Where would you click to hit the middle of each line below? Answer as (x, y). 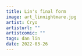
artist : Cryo (22, 22)
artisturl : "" (23, 28)
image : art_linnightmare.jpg (41, 17)
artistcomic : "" (26, 33)
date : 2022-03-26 (27, 44)
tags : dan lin (23, 38)
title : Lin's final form (36, 11)
